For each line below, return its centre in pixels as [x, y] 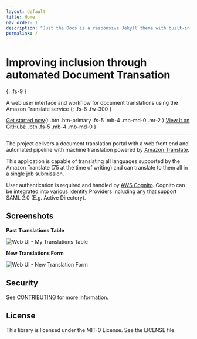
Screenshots [30, 216]
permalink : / [22, 34]
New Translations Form [35, 253]
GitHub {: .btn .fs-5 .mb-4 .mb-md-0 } [51, 127]
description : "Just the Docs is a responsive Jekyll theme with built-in [98, 28]
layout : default [26, 11]
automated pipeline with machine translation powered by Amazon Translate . [98, 150]
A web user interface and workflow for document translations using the [92, 103]
